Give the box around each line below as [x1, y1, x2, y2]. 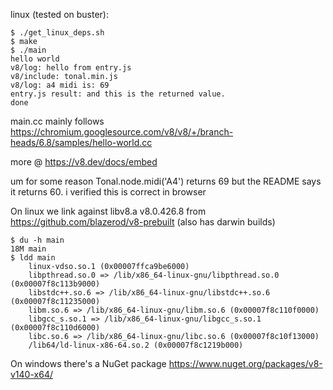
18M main [10, 244, 47, 254]
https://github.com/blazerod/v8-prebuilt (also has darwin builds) [10, 216, 276, 228]
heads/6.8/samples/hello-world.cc [10, 137, 153, 148]
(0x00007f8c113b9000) [10, 279, 101, 289]
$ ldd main [10, 253, 56, 263]
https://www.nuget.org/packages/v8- [168, 358, 323, 369]
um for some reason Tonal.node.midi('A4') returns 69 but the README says [10, 175, 322, 187]
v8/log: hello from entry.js [10, 63, 132, 73]
